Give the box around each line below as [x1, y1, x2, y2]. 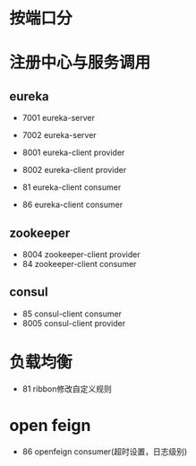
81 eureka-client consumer [21, 182, 122, 193]
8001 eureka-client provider [21, 147, 125, 158]
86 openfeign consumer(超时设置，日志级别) [21, 445, 188, 457]
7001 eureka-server [21, 113, 96, 124]
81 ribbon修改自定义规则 [21, 383, 112, 394]
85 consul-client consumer [21, 308, 123, 319]
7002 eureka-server [21, 130, 97, 141]
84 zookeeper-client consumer [21, 259, 137, 269]
